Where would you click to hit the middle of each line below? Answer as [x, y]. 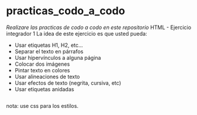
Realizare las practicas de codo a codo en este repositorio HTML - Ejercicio [99, 27]
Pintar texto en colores [42, 70]
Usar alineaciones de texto [47, 76]
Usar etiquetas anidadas [44, 89]
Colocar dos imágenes [42, 64]
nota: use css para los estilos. [42, 106]
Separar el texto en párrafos [49, 51]
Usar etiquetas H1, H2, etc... [49, 45]
